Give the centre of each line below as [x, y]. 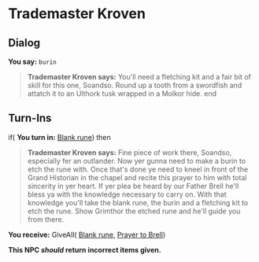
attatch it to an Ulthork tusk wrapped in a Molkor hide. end [122, 94]
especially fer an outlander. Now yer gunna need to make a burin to [137, 161]
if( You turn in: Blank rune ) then [60, 137]
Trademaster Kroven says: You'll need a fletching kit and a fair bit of [139, 77]
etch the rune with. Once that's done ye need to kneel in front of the [138, 169]
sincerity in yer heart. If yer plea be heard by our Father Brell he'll [133, 186]
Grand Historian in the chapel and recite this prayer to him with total [137, 177]
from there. [46, 219]
